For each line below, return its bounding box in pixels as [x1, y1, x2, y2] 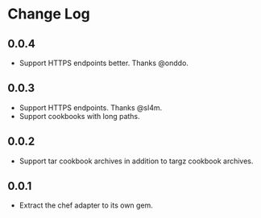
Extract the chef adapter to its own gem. [19, 200, 154, 210]
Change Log [7, 5, 90, 23]
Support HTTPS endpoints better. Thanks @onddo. [19, 58, 188, 68]
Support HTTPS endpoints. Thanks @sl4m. [19, 102, 163, 113]
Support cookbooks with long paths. [19, 111, 140, 121]
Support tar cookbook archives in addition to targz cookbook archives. [19, 156, 254, 166]
